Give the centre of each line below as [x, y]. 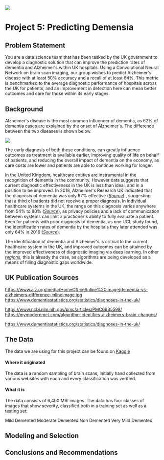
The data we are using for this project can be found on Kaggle [68, 351]
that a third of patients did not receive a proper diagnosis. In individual [76, 201]
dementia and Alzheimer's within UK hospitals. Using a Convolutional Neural [82, 68]
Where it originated [25, 363]
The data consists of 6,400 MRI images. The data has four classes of [75, 401]
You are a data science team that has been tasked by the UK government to [81, 57]
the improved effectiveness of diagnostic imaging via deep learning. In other [82, 252]
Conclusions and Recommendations [61, 452]
